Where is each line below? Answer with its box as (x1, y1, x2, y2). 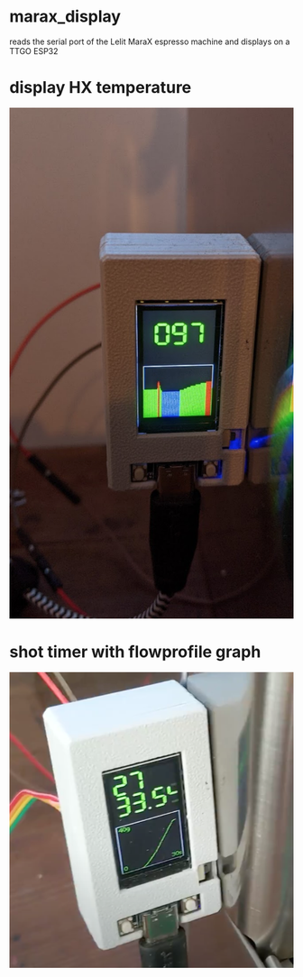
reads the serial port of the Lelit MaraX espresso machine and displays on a (9, 36, 290, 47)
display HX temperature (9, 78, 192, 98)
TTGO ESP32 (9, 45, 59, 56)
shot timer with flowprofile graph (9, 642, 262, 662)
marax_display (9, 6, 122, 27)
